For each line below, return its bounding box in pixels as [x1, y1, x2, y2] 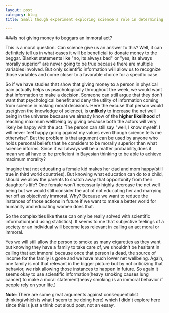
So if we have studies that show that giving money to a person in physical [5, 81, 158, 87]
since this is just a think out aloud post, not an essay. [5, 302, 115, 308]
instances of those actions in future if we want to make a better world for [5, 198, 157, 204]
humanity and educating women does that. [5, 204, 94, 210]
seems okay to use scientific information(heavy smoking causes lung [5, 271, 149, 277]
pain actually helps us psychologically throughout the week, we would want [5, 87, 162, 93]
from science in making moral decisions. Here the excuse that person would [5, 103, 163, 109]
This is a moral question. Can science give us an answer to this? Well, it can [5, 45, 162, 51]
